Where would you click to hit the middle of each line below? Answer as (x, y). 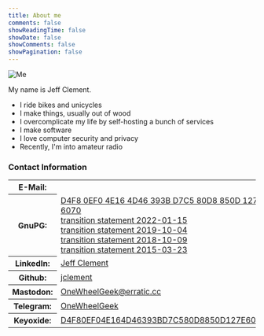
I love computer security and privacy (79, 138)
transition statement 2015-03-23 (124, 249)
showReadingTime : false (47, 30)
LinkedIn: (33, 264)
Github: (33, 278)
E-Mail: (33, 187)
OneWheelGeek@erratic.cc (111, 292)
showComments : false (42, 45)
